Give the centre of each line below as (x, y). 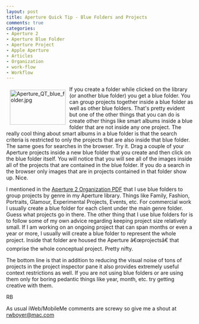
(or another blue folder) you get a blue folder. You (130, 96)
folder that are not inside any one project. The (125, 127)
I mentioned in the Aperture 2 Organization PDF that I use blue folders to (94, 189)
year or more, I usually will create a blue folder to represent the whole (91, 234)
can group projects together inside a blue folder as (131, 102)
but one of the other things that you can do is (124, 115)
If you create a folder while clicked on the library (128, 89)
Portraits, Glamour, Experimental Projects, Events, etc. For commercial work (99, 202)
